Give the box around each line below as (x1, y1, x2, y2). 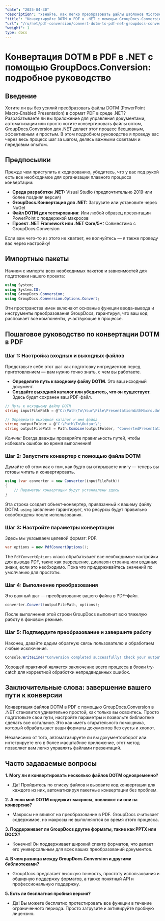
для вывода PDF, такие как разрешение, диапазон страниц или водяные (5, 559, 158, 565)
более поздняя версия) (12, 194, 61, 200)
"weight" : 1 (5, 26, 29, 31)
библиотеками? (5, 861, 39, 867)
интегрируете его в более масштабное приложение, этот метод (5, 740, 140, 746)
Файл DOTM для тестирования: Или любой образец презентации (12, 210, 151, 216)
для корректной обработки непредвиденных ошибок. (17, 669, 131, 675)
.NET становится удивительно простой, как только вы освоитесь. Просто (5, 709, 160, 715)
